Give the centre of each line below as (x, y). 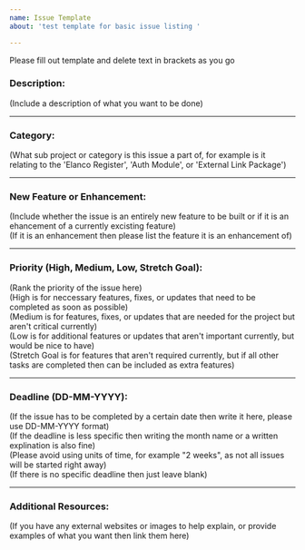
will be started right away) (58, 465)
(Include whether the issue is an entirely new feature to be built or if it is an (149, 216)
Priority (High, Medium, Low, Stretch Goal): (106, 268)
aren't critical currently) (54, 326)
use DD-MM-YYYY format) (59, 426)
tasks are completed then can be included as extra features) (122, 365)
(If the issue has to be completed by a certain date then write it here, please (151, 416)
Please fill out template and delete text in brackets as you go (122, 60)
